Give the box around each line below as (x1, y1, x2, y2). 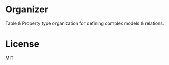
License (5, 38, 40, 50)
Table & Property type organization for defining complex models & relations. (5, 20, 164, 26)
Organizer (5, 4, 48, 15)
